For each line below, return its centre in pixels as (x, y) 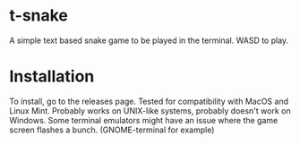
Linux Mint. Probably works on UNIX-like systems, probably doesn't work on (150, 110)
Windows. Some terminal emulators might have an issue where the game (144, 120)
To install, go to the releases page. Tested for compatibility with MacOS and (149, 101)
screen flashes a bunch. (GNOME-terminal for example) (112, 130)
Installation (52, 76)
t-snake (39, 16)
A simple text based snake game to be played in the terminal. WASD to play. (149, 40)
